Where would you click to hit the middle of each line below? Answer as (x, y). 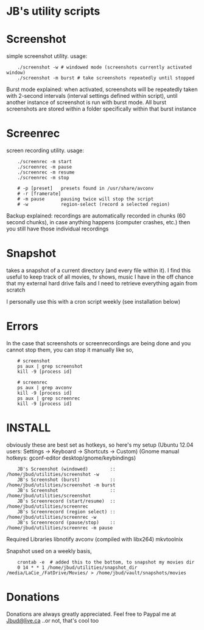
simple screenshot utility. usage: (47, 56)
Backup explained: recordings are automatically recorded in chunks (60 (96, 216)
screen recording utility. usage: (45, 150)
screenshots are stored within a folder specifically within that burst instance (101, 109)
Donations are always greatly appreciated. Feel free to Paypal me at (91, 614)
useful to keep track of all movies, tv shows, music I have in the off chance (100, 277)
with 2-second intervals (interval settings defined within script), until (92, 96)
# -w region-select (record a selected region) (94, 205)
